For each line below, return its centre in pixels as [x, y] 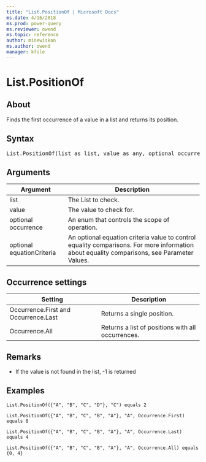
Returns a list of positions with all [148, 327]
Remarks [24, 357]
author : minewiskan [31, 40]
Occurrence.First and [40, 310]
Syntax [20, 139]
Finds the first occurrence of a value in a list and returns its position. [93, 119]
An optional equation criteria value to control [132, 238]
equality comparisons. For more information [131, 245]
